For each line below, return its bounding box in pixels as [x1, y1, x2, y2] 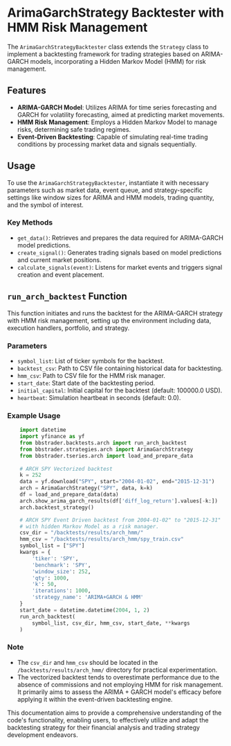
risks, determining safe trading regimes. [17, 125, 131, 133]
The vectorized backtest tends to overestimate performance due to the [17, 673, 220, 681]
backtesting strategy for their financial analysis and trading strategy [7, 723, 201, 731]
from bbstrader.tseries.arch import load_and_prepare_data [19, 452, 194, 459]
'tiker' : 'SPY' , [32, 555, 79, 562]
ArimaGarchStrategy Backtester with [7, 5, 225, 21]
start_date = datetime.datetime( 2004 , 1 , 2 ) [19, 607, 150, 614]
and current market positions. [17, 255, 102, 264]
